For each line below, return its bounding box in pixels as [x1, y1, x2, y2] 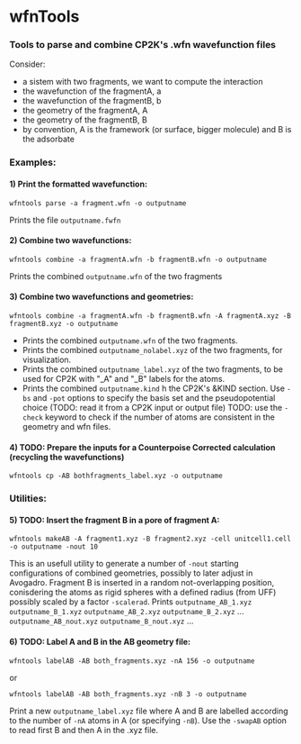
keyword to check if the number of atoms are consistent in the [44, 412, 276, 422]
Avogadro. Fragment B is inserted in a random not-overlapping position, [9, 577, 275, 588]
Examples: [9, 156, 57, 168]
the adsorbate [22, 133, 75, 145]
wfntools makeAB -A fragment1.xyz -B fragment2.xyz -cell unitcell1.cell [9, 534, 292, 544]
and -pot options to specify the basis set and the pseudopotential [32, 393, 276, 404]
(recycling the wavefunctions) [9, 451, 125, 462]
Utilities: [9, 493, 48, 505]
